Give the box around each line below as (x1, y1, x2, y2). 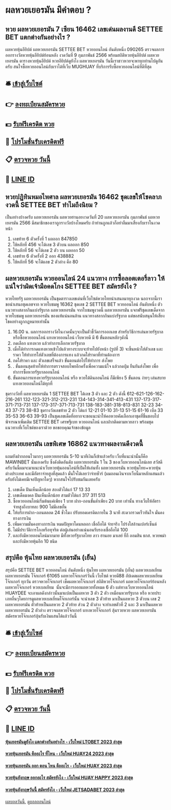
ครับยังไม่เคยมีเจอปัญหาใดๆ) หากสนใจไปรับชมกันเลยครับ (5, 476, 101, 482)
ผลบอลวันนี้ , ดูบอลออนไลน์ (5, 798, 51, 804)
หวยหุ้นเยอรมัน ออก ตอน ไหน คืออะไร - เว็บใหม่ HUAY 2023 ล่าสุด (5, 762, 123, 769)
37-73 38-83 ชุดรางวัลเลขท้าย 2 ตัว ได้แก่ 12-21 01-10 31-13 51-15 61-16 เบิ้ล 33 (12, 407, 163, 413)
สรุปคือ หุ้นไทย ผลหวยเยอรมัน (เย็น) (5, 553, 96, 562)
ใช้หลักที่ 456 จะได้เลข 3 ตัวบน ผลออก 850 (12, 242, 89, 248)
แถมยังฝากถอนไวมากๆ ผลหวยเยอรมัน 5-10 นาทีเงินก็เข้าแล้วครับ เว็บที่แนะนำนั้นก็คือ (5, 453, 148, 459)
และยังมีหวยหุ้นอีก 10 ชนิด (12, 538, 58, 544)
